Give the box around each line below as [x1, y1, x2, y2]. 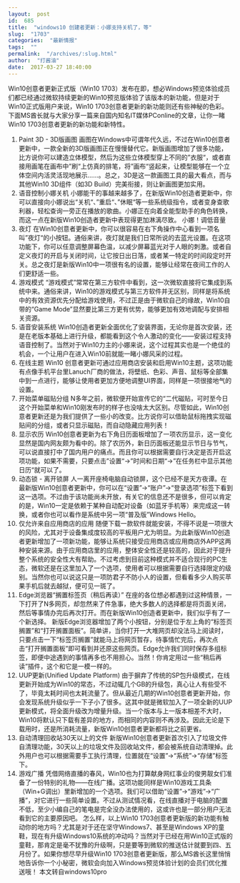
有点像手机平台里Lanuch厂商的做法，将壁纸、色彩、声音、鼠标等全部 [18, 367, 222, 376]
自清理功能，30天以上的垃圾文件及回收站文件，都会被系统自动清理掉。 [18, 742, 227, 751]
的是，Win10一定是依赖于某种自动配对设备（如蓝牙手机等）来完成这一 [18, 501, 224, 509]
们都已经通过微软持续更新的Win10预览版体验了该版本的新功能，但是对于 [8, 93, 220, 101]
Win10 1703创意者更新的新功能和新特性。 [8, 119, 129, 129]
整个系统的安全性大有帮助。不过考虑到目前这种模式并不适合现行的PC [18, 554, 221, 563]
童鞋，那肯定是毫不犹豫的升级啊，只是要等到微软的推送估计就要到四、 [18, 840, 226, 849]
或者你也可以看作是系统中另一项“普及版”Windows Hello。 [31, 510, 200, 519]
